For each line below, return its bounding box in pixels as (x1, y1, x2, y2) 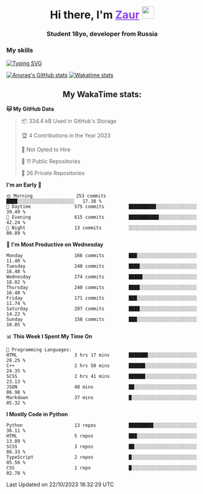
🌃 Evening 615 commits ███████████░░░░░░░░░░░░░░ (6, 214, 198, 221)
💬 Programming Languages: (6, 347, 72, 353)
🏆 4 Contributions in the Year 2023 (21, 132, 111, 139)
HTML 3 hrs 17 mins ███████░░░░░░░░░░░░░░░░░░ (6, 352, 198, 358)
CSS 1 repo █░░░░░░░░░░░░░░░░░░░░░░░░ (6, 465, 198, 471)
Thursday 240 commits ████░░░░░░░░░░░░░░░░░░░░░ (6, 284, 198, 291)
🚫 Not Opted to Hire (21, 146, 71, 153)
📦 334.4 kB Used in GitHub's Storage (21, 117, 117, 125)
